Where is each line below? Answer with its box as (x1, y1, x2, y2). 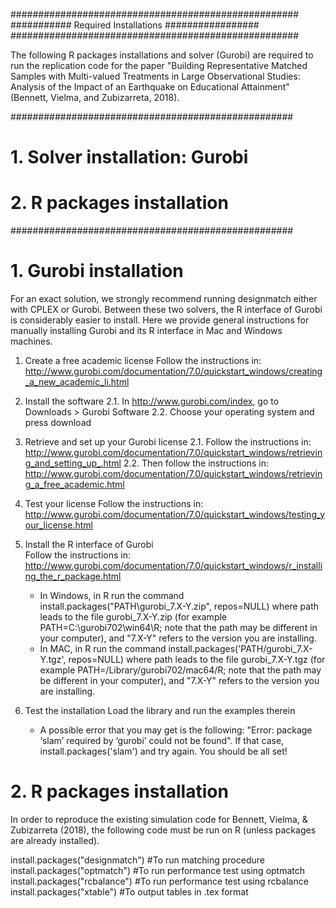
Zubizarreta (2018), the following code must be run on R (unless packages (10, 824, 317, 836)
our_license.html (24, 519, 93, 531)
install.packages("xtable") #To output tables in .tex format (10, 886, 249, 898)
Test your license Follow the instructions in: (24, 498, 204, 510)
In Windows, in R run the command (39, 590, 185, 602)
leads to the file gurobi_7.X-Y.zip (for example (39, 611, 228, 623)
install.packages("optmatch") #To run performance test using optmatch (10, 865, 306, 876)
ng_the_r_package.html (24, 570, 122, 583)
